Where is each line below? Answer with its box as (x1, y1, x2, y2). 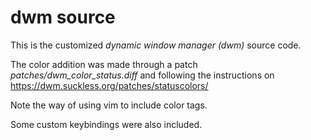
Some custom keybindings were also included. (10, 118, 203, 130)
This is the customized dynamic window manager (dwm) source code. (10, 39, 302, 51)
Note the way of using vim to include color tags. (10, 99, 208, 111)
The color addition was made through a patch (10, 58, 198, 70)
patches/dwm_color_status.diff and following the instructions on (10, 69, 275, 81)
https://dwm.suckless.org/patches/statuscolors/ (10, 79, 209, 91)
